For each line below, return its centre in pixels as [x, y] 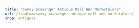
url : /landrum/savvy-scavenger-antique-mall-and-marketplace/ [69, 14]
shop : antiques [20, 18]
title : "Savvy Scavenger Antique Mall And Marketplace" [63, 9]
